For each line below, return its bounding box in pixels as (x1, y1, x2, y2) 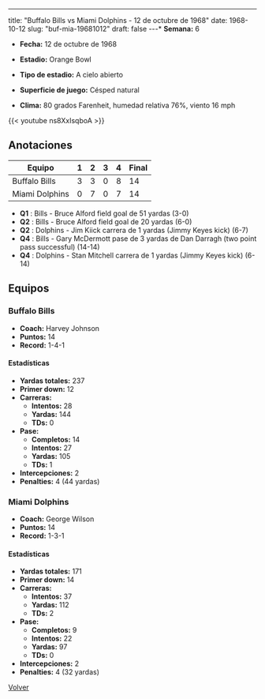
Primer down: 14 (19, 575, 75, 584)
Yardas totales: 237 (19, 376, 85, 385)
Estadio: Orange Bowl (19, 54, 92, 64)
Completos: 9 (31, 626, 77, 635)
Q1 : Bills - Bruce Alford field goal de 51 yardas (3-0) (19, 209, 189, 218)
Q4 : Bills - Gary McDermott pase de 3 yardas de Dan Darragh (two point (19, 234, 257, 243)
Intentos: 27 (31, 443, 73, 453)
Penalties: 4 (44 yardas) (19, 476, 100, 486)
